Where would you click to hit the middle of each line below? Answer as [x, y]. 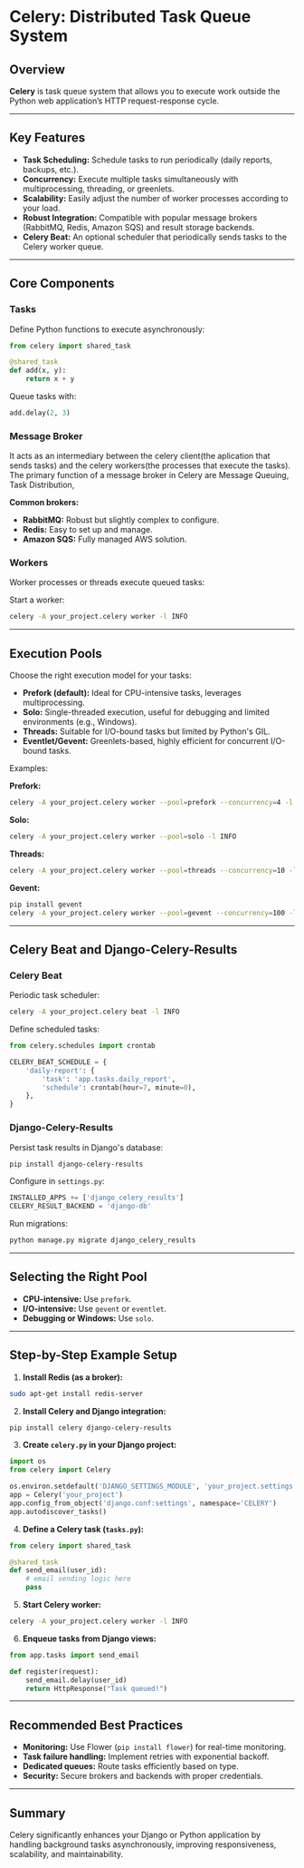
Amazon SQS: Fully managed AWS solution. [104, 539]
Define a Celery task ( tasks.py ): [83, 1529]
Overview [38, 69]
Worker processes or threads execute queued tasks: [107, 582]
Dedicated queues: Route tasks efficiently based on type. [130, 1766]
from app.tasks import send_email [75, 1655]
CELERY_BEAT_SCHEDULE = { [58, 1062]
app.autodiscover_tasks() [58, 1511]
